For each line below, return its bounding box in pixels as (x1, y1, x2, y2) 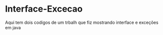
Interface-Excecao (5, 3, 83, 15)
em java (5, 24, 21, 30)
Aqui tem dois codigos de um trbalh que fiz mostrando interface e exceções (5, 19, 159, 25)
